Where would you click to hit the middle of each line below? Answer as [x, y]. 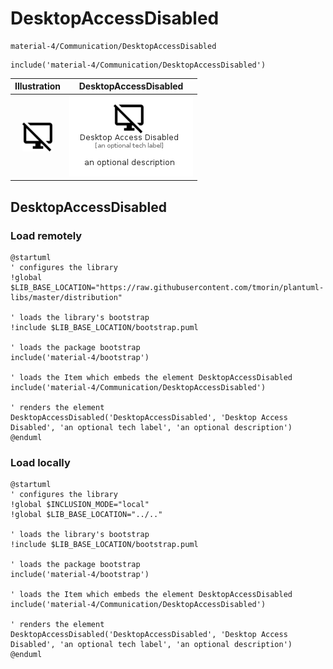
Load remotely [46, 235]
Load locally [40, 462]
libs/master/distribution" [66, 297]
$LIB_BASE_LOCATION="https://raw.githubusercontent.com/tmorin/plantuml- [167, 287]
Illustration [38, 86]
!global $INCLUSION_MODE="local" [80, 505]
